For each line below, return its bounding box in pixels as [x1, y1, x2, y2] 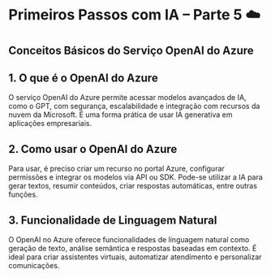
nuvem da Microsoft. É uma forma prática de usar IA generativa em [8, 110, 233, 119]
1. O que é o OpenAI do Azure [8, 71, 158, 85]
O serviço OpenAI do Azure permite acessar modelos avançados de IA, [8, 93, 247, 102]
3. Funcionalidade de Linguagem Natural [8, 213, 217, 227]
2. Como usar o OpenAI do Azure [8, 142, 178, 156]
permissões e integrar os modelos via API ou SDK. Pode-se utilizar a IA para [8, 172, 264, 182]
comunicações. [8, 261, 60, 271]
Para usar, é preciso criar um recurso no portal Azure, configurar [8, 163, 225, 174]
